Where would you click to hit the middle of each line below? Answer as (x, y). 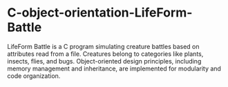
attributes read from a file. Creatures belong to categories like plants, (105, 54)
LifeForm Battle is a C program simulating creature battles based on (103, 46)
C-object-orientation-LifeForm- (100, 13)
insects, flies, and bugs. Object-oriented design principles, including (104, 61)
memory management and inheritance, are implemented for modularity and (114, 68)
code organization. (34, 76)
